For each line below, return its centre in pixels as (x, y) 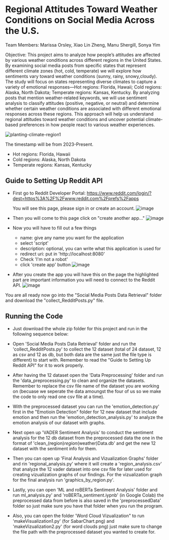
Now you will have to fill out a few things (54, 228)
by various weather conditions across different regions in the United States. (84, 60)
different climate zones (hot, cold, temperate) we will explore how (73, 71)
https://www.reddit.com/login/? (119, 193)
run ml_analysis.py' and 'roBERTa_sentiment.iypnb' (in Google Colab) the (88, 495)
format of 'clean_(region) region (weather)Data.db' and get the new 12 (84, 443)
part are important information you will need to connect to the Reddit (84, 280)
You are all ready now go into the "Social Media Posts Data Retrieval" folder (84, 295)
